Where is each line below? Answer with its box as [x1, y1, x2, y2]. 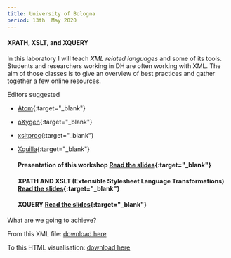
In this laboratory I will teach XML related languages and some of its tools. [7, 54, 223, 63]
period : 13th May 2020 [7, 17, 77, 24]
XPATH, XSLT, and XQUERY [7, 39, 89, 47]
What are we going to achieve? [7, 216, 97, 225]
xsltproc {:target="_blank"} [17, 131, 94, 139]
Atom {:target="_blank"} [17, 103, 86, 112]
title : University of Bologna [7, 10, 96, 18]
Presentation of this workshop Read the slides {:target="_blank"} [17, 161, 212, 169]
